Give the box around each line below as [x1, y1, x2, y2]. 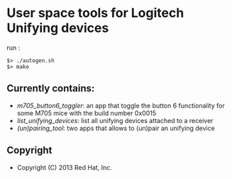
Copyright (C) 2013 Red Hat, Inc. [16, 163, 113, 171]
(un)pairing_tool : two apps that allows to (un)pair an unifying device [16, 124, 216, 132]
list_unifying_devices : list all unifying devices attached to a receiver [16, 116, 214, 125]
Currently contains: [6, 83, 95, 95]
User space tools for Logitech [6, 5, 184, 21]
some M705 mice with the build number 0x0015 [16, 108, 157, 117]
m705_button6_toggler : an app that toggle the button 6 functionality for [16, 101, 225, 110]
